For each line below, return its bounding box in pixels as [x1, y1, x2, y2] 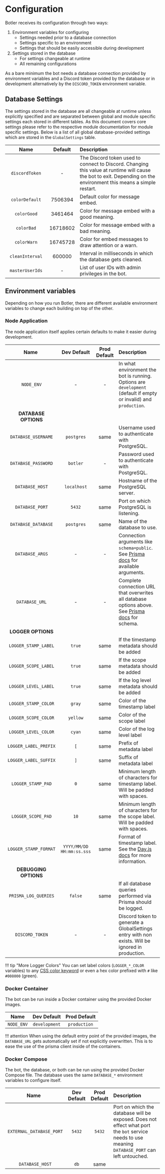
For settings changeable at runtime [19, 55, 91, 61]
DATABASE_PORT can [113, 1147, 156, 1154]
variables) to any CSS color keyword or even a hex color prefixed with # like [5, 967, 158, 973]
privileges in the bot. [80, 270, 127, 277]
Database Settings [5, 95, 63, 104]
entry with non [118, 931, 152, 938]
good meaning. [80, 213, 114, 220]
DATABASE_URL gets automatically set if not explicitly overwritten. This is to [5, 1038, 153, 1044]
